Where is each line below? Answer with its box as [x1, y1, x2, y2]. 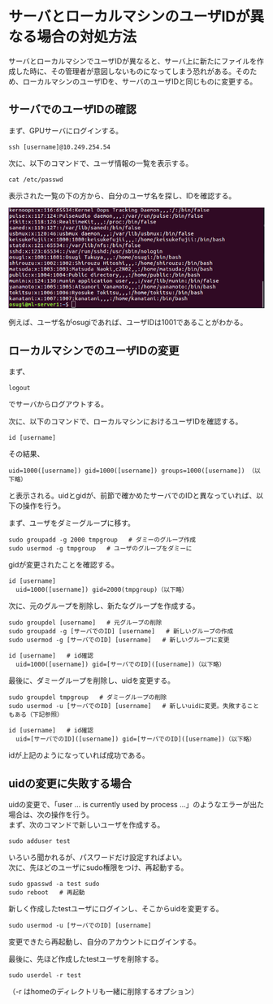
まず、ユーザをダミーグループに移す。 [8, 518, 136, 528]
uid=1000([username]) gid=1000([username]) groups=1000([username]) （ [8, 467, 255, 476]
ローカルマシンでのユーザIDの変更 [8, 343, 180, 358]
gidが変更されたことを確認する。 [8, 560, 119, 570]
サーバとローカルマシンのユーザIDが [8, 7, 250, 26]
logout [8, 384, 31, 393]
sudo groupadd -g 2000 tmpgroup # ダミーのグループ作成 [8, 536, 197, 545]
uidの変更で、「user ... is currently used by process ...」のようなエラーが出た [8, 799, 264, 809]
